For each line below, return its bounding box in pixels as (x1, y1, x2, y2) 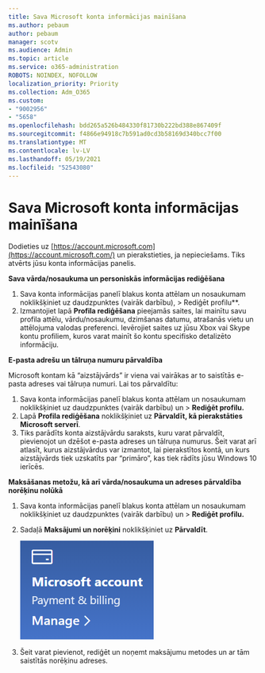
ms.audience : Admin (8, 46, 73, 55)
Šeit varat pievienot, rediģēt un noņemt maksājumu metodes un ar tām (19, 648, 250, 657)
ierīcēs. (19, 462, 45, 471)
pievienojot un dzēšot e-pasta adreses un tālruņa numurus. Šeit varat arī (19, 436, 256, 446)
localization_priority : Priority (8, 79, 119, 87)
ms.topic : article (8, 55, 69, 63)
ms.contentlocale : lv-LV (8, 147, 90, 155)
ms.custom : (8, 96, 44, 105)
